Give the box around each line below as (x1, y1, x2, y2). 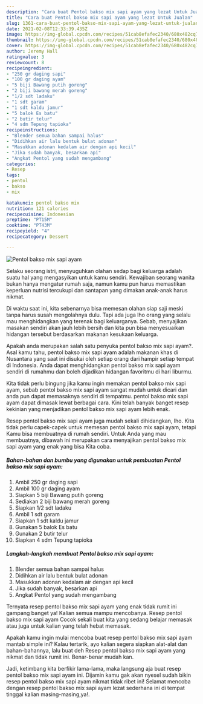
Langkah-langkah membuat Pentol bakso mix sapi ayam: (6, 550, 154, 558)
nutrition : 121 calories (6, 205, 69, 212)
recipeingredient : (6, 65, 53, 71)
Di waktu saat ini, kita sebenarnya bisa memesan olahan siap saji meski (6, 304, 184, 312)
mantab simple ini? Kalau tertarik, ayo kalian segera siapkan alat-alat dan (6, 640, 187, 648)
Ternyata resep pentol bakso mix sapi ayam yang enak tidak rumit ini (6, 603, 177, 610)
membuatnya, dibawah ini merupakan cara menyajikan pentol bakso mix (6, 436, 186, 444)
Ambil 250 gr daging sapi (14, 478, 78, 485)
